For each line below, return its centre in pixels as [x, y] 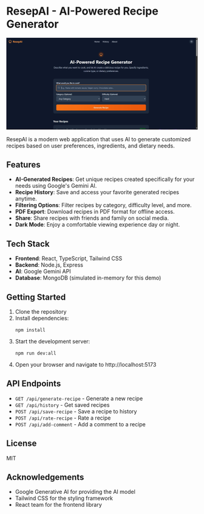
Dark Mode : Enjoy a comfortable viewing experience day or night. [97, 225]
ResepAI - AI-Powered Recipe [83, 11]
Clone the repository [41, 312]
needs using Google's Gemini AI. [56, 186]
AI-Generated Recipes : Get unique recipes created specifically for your [105, 179]
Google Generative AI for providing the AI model [75, 492]
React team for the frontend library [58, 505]
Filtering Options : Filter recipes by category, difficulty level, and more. [103, 205]
